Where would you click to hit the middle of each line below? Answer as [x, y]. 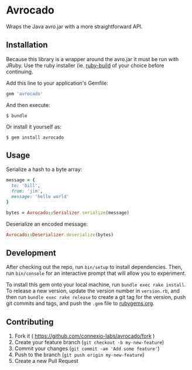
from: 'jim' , [27, 191]
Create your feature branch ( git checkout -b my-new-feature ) [89, 342]
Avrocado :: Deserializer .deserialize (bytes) [60, 235]
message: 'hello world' [40, 197]
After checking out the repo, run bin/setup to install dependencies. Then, [94, 267]
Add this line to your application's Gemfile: [57, 83]
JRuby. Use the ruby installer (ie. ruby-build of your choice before [85, 65]
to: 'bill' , [26, 186]
